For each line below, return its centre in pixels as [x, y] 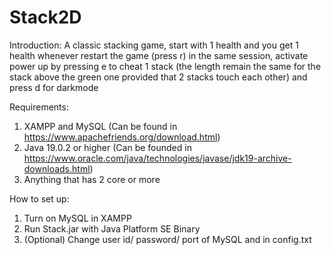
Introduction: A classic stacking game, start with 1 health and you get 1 [154, 45]
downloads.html [57, 168]
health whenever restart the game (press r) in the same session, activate [159, 55]
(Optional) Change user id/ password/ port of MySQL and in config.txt [167, 239]
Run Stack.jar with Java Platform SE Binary [112, 228]
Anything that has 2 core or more [92, 179]
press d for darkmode [54, 87]
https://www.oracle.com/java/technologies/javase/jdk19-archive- [157, 158]
